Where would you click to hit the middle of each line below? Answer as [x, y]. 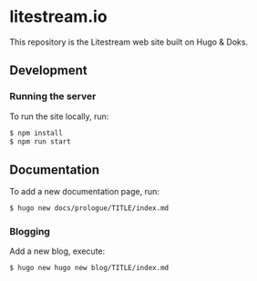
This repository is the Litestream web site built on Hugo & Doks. [129, 42]
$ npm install [36, 133]
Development [49, 70]
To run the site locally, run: [59, 116]
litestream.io [58, 17]
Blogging [30, 231]
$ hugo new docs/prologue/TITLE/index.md [89, 208]
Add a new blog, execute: [57, 251]
